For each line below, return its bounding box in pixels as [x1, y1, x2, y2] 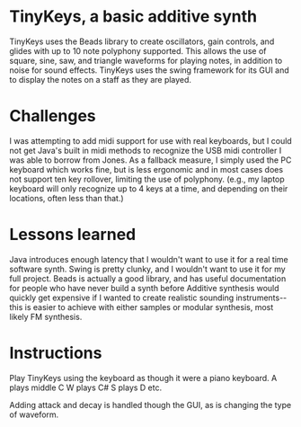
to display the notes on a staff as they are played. [9, 74, 191, 85]
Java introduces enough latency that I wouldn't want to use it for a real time [9, 254, 289, 264]
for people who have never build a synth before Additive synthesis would [9, 282, 280, 293]
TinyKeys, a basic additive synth [9, 6, 258, 27]
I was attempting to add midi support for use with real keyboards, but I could [9, 135, 292, 146]
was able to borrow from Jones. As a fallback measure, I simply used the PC [9, 155, 292, 165]
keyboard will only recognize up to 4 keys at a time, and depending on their [9, 182, 288, 194]
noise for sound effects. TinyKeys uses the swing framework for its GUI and [9, 65, 289, 76]
